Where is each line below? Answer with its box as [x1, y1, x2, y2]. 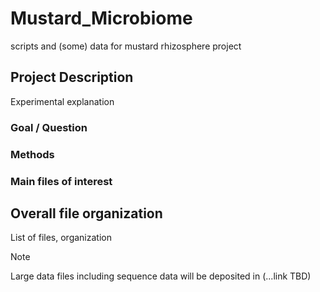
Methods [10, 147, 55, 161]
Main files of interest [10, 174, 113, 188]
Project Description [10, 69, 134, 86]
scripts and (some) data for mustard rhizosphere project [10, 40, 242, 52]
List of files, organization [10, 232, 112, 244]
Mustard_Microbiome [10, 7, 193, 30]
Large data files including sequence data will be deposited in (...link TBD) [10, 270, 312, 282]
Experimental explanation [10, 95, 115, 107]
